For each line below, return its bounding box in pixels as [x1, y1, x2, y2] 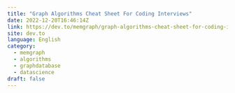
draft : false [7, 75, 45, 83]
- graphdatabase [13, 62, 61, 69]
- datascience [13, 69, 55, 76]
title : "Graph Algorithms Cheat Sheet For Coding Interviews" [7, 10, 192, 17]
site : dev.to [7, 29, 45, 37]
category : [7, 43, 36, 50]
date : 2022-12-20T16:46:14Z [7, 17, 90, 24]
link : [7, 23, 23, 30]
